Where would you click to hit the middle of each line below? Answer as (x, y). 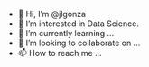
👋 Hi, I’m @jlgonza (52, 14)
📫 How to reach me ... (60, 53)
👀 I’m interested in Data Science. (79, 24)
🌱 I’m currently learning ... (66, 33)
